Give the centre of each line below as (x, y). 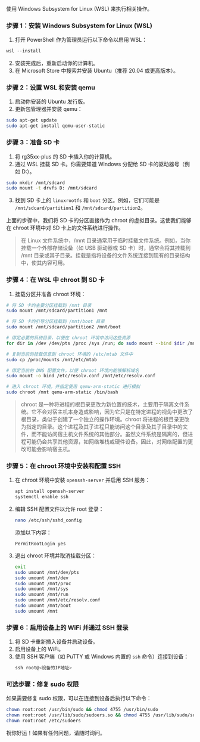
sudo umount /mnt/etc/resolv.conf (57, 600)
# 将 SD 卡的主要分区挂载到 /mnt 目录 (49, 305)
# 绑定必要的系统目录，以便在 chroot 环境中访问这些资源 (68, 338)
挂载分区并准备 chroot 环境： (50, 294)
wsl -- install (24, 51)
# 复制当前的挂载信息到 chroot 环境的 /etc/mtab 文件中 (70, 354)
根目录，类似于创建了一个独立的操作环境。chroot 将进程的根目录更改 (105, 420)
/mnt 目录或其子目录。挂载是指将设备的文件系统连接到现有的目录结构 (105, 256)
